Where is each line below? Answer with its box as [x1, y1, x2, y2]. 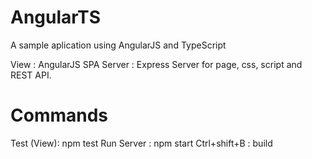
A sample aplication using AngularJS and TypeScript [10, 39, 227, 51]
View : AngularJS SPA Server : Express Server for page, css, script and [10, 58, 303, 70]
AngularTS [10, 6, 101, 29]
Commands [10, 104, 109, 127]
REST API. [10, 69, 52, 81]
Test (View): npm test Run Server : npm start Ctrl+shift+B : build [10, 137, 273, 149]
